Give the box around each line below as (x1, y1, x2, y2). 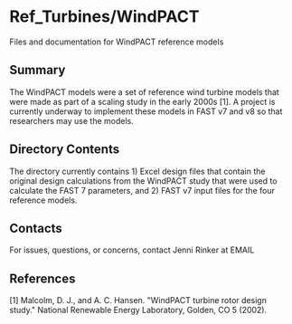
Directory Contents (9, 142, 120, 157)
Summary (9, 62, 66, 78)
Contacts (9, 220, 63, 236)
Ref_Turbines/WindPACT (9, 6, 200, 27)
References (9, 271, 76, 286)
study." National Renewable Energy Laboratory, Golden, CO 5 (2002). (9, 305, 268, 316)
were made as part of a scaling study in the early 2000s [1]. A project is (9, 96, 276, 107)
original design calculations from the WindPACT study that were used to (9, 175, 278, 186)
